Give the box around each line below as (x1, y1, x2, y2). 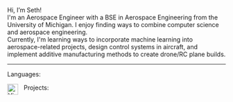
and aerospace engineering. (7, 28, 88, 36)
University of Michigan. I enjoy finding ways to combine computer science (7, 21, 220, 28)
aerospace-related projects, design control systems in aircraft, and (7, 43, 198, 51)
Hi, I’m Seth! (7, 6, 42, 14)
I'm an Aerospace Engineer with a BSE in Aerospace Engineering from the (7, 13, 218, 22)
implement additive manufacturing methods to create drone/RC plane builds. (7, 50, 226, 58)
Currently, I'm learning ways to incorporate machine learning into (7, 35, 193, 44)
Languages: (7, 70, 41, 78)
